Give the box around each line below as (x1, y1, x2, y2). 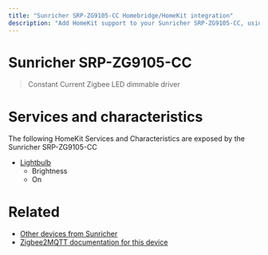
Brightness (31, 167, 68, 176)
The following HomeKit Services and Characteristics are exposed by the (8, 134, 246, 143)
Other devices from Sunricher (19, 229, 118, 239)
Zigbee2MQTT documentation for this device (19, 237, 168, 247)
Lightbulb (19, 158, 52, 167)
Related (8, 202, 60, 221)
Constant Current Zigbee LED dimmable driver (27, 80, 181, 89)
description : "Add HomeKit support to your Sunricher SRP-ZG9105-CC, (8, 19, 245, 27)
